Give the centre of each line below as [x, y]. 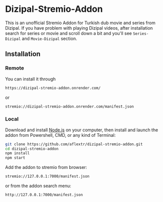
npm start [15, 158]
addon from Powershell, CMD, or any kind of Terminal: [60, 135]
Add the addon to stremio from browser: [46, 167]
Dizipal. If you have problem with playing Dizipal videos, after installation [79, 28]
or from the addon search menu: [38, 186]
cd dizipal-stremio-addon [32, 149]
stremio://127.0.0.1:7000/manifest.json [48, 176]
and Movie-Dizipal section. [50, 39]
